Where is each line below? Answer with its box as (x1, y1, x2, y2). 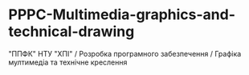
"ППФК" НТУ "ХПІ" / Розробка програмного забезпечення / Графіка (8, 49, 242, 58)
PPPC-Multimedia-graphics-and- (8, 6, 235, 24)
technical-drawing (8, 22, 135, 41)
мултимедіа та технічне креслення (8, 57, 128, 67)
